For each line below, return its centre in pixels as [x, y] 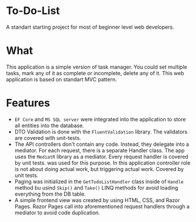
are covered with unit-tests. [48, 138]
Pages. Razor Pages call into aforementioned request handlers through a [102, 206]
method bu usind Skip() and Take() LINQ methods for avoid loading [96, 187]
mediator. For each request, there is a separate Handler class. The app [99, 150]
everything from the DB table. [50, 194]
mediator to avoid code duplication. [57, 213]
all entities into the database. [49, 125]
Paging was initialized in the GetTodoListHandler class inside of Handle [99, 181]
